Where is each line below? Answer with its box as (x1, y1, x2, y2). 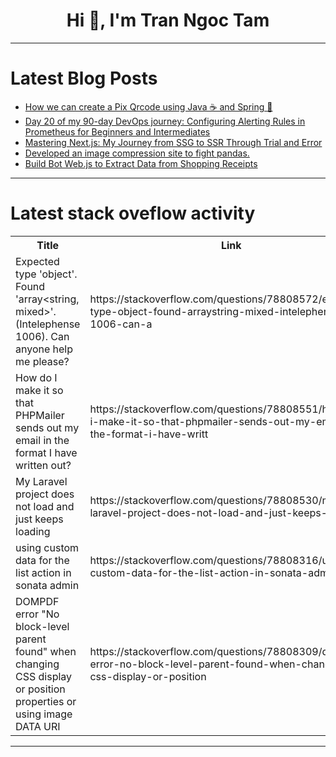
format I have (15, 445, 78, 459)
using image (15, 707, 73, 721)
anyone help (15, 342, 74, 356)
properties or (15, 694, 77, 708)
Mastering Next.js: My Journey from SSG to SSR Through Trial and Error (24, 136, 323, 148)
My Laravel (15, 474, 68, 488)
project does (15, 487, 75, 501)
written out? (15, 458, 72, 472)
